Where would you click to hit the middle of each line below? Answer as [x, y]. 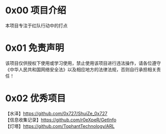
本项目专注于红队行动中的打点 [36, 25]
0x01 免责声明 [35, 48]
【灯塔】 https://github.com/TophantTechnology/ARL [60, 126]
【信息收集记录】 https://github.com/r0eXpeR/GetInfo [61, 120]
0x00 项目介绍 [36, 10]
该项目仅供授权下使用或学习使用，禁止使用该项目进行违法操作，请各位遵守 [83, 63]
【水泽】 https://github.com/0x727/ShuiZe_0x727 [56, 113]
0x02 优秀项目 [36, 99]
